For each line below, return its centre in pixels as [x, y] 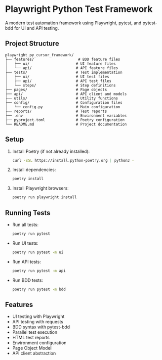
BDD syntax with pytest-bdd [41, 327]
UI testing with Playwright [38, 316]
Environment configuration [39, 343]
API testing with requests [38, 322]
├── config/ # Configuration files [64, 102]
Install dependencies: [34, 170]
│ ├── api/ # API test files [58, 81]
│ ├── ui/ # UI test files [57, 77]
